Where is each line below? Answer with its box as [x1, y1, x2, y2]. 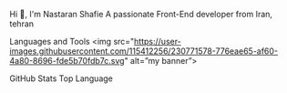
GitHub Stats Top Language [9, 73, 114, 84]
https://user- [133, 36, 182, 46]
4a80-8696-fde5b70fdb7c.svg [9, 56, 125, 66]
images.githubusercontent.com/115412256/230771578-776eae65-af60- [9, 46, 279, 57]
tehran [9, 18, 35, 29]
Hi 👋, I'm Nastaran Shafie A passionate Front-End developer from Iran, [9, 9, 273, 19]
